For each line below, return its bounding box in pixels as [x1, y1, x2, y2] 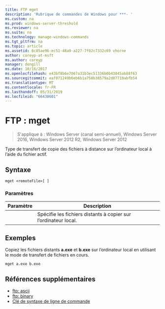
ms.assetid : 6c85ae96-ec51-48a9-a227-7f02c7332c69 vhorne [5, 48, 126, 53]
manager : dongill [5, 62, 41, 67]
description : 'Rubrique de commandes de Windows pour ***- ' [5, 12, 133, 17]
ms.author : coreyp [5, 57, 43, 62]
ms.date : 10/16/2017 [5, 67, 48, 72]
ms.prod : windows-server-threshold [5, 21, 78, 26]
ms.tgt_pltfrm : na [5, 39, 43, 44]
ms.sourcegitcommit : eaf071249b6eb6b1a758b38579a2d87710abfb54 [5, 76, 137, 81]
